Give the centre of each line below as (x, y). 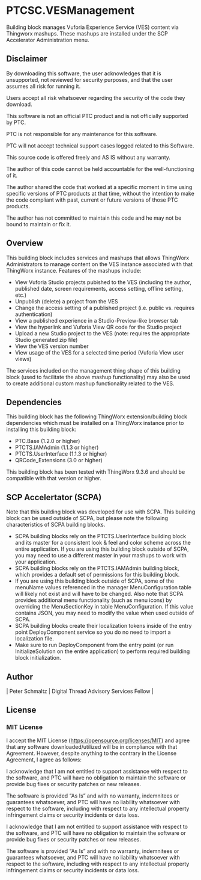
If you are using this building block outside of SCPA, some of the (94, 581)
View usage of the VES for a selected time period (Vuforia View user (99, 352)
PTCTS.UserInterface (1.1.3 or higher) (61, 454)
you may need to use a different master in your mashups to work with (101, 556)
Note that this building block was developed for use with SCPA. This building (101, 512)
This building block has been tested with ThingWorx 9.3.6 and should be (96, 472)
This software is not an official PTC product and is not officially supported (97, 116)
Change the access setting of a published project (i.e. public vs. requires (105, 308)
